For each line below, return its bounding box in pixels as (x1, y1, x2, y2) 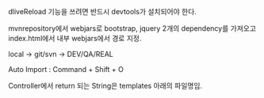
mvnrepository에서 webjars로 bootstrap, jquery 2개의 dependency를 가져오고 (8, 24, 256, 33)
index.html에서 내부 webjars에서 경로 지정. (8, 34, 142, 43)
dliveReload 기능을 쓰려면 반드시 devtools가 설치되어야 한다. (8, 7, 197, 16)
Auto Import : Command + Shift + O (8, 65, 124, 73)
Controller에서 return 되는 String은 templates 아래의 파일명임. (8, 81, 203, 90)
